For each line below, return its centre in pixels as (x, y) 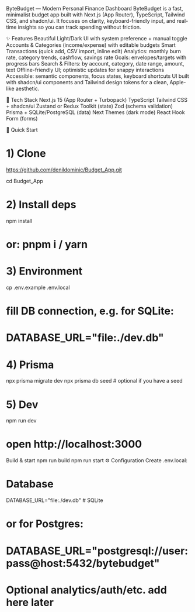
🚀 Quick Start (22, 130)
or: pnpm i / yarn (47, 245)
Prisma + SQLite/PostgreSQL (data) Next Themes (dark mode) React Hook (95, 112)
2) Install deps (41, 205)
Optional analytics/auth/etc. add (87, 590)
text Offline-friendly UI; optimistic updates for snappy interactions (85, 70)
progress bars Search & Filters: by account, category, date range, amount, (95, 63)
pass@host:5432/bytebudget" (83, 563)
